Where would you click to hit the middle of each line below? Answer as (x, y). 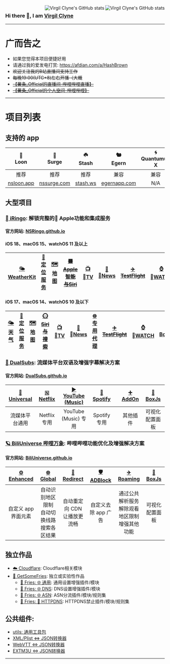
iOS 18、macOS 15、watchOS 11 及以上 (46, 243)
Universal (20, 399)
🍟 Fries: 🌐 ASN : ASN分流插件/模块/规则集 (63, 595)
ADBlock (101, 480)
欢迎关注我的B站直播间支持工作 (45, 72)
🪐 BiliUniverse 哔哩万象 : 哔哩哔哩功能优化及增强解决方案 (75, 443)
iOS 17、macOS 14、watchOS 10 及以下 (47, 302)
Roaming (129, 479)
